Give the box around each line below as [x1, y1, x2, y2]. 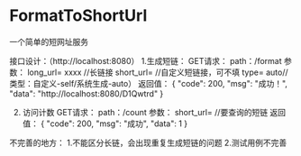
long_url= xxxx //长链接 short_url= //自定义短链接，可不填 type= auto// [26, 67, 288, 78]
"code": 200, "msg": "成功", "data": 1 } [46, 118, 188, 129]
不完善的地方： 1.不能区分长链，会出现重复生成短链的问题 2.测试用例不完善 [9, 137, 287, 148]
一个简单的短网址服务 [9, 36, 88, 47]
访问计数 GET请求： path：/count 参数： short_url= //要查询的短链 [22, 106, 269, 117]
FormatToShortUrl [9, 5, 148, 26]
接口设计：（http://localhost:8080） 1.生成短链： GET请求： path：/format [9, 55, 282, 66]
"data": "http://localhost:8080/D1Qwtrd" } [9, 87, 164, 99]
